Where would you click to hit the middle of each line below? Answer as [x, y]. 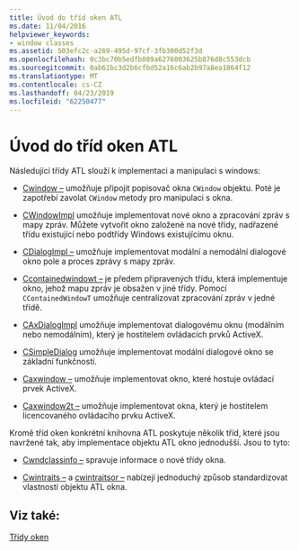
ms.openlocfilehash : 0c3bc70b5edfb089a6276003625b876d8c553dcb [130, 59]
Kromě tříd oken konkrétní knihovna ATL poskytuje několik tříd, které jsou [145, 433]
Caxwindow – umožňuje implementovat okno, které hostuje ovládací [148, 379]
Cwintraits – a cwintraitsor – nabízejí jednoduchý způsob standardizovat [155, 477]
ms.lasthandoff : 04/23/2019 [62, 93]
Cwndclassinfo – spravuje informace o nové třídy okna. [124, 460]
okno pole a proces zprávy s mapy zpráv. [99, 261]
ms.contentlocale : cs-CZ [56, 85]
